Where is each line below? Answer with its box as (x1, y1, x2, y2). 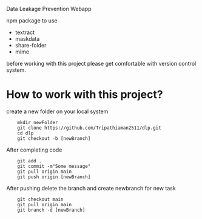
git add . (17, 158, 42, 164)
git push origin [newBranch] (17, 173, 91, 180)
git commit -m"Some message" (17, 163, 91, 169)
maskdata (15, 35, 40, 42)
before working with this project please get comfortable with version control (6, 60, 197, 67)
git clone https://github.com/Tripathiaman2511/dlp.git (17, 125, 162, 131)
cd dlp (17, 130, 34, 136)
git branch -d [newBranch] (17, 207, 86, 213)
